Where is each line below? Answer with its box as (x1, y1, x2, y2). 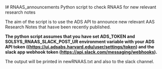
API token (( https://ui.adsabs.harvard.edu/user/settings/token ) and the (5, 44, 155, 49)
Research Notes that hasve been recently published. (5, 24, 111, 30)
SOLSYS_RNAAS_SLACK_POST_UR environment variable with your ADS (5, 39, 155, 45)
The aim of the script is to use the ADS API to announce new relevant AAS (5, 19, 155, 24)
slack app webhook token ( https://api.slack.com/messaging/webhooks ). (5, 49, 158, 55)
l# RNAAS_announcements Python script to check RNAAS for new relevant (5, 4, 157, 10)
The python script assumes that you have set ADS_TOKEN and (5, 34, 135, 39)
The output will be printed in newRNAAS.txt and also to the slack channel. (5, 59, 155, 64)
